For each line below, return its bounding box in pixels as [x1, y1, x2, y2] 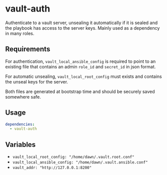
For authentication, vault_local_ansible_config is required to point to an [5, 58, 156, 64]
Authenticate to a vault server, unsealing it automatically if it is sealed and [5, 20, 158, 26]
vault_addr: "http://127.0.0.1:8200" [12, 165, 92, 170]
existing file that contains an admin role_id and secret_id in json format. [5, 63, 156, 69]
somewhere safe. [5, 94, 41, 100]
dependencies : [5, 122, 35, 127]
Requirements [5, 45, 50, 53]
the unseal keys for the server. [5, 78, 68, 84]
